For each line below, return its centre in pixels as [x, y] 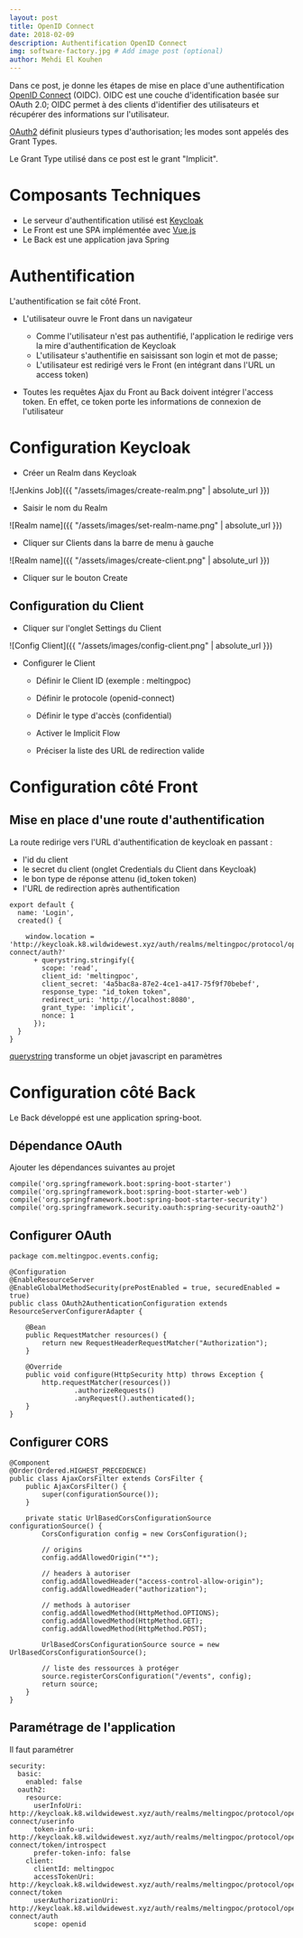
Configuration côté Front [104, 786]
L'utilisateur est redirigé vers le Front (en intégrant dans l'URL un [155, 365]
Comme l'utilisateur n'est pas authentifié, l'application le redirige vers [165, 336]
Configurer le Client [59, 663]
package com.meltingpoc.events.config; [84, 1257]
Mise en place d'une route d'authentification [137, 820]
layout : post [34, 18]
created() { [40, 921]
